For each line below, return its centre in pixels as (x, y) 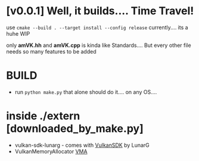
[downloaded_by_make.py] (75, 129)
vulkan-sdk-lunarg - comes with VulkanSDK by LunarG (82, 145)
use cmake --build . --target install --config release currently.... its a (97, 27)
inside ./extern (43, 116)
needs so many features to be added (51, 51)
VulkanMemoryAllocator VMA (51, 151)
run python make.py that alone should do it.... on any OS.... (86, 92)
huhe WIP (18, 33)
